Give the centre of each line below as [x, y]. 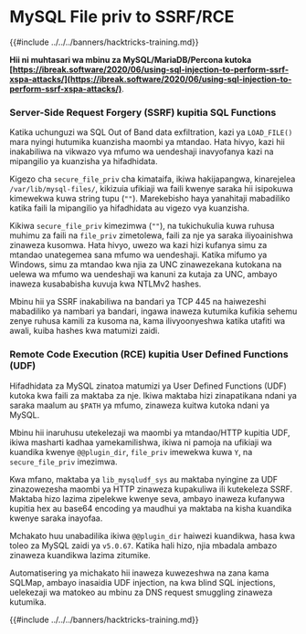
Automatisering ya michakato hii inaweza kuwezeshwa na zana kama [139, 573]
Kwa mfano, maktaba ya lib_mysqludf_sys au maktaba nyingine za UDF [144, 479]
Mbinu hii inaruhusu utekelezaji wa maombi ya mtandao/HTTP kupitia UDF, [150, 432]
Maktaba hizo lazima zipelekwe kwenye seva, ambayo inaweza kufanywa [147, 498]
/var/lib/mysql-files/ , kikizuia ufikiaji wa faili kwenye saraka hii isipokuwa [152, 189]
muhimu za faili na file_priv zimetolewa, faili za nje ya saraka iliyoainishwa [152, 235]
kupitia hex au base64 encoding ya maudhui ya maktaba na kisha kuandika [151, 508]
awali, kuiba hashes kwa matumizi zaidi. [84, 331]
